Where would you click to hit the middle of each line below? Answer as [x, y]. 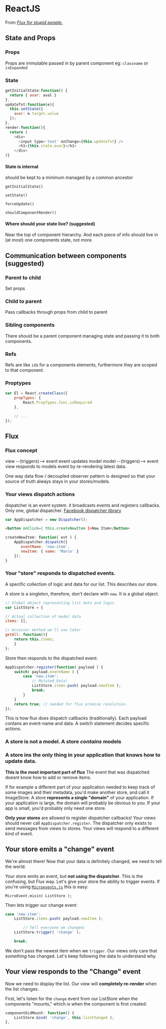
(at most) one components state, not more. [49, 240]
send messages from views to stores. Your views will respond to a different [82, 828]
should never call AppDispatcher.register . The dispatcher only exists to [79, 823]
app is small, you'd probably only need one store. [56, 808]
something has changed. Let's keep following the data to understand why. [81, 956]
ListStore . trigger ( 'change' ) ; [47, 933]
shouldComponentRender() [31, 213]
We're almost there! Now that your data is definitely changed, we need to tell [83, 861]
